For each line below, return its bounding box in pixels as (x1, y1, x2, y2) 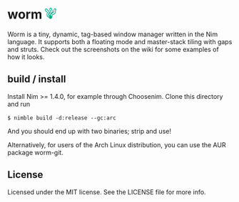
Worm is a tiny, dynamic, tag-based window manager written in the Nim (7, 30, 218, 38)
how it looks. (7, 53, 45, 61)
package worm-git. (7, 148, 64, 156)
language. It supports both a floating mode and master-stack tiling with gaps (7, 37, 233, 46)
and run (7, 100, 31, 108)
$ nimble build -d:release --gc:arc (7, 114, 116, 122)
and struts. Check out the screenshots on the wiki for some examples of (7, 45, 219, 53)
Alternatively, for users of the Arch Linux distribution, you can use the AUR (7, 140, 226, 149)
